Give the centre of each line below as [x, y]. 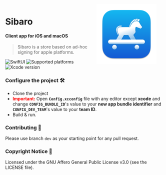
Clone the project [30, 93]
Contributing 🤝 [23, 127]
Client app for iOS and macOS [37, 35]
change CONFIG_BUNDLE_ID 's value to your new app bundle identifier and [87, 104]
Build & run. [24, 114]
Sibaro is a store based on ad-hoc [52, 47]
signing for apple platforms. [46, 52]
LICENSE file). [19, 167]
